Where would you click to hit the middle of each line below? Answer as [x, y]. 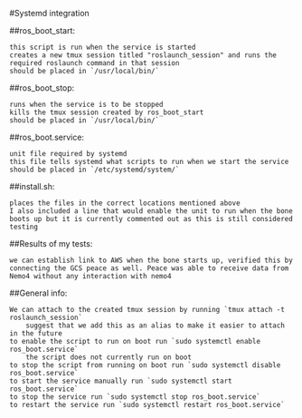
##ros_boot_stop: [42, 88]
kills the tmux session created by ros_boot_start [107, 112]
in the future [36, 334]
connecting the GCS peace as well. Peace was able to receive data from [149, 268]
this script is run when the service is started [103, 47]
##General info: [38, 293]
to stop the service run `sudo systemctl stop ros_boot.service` [135, 397]
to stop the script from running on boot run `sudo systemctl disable [145, 365]
